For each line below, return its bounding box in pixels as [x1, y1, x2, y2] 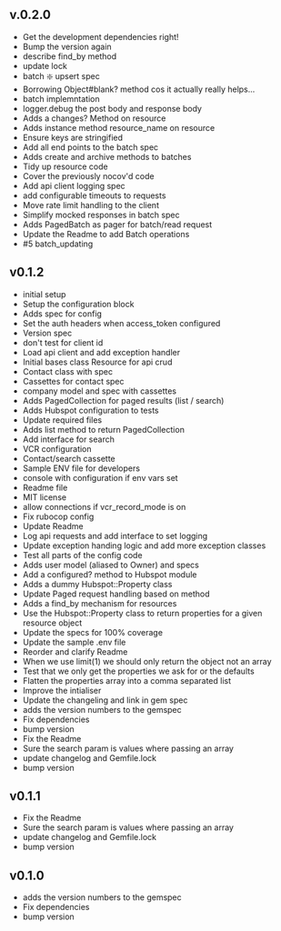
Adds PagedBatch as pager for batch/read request [22, 218, 213, 230]
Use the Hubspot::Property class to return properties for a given [22, 607, 263, 618]
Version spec [22, 327, 73, 338]
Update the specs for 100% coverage [22, 626, 164, 637]
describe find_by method [22, 50, 117, 62]
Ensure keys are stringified [22, 132, 124, 143]
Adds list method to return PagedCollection [22, 424, 185, 435]
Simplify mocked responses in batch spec [22, 209, 180, 220]
